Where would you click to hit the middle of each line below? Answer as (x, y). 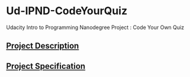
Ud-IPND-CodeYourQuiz (67, 11)
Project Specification (46, 66)
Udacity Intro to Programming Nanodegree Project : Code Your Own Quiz (95, 27)
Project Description (43, 46)
